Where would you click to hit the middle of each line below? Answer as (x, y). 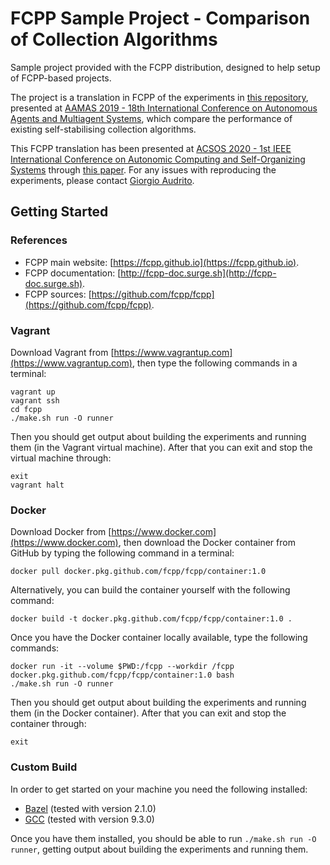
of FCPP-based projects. (61, 78)
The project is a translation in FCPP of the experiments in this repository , (159, 97)
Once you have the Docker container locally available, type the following (159, 638)
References (39, 240)
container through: (48, 724)
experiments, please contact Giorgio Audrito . (102, 180)
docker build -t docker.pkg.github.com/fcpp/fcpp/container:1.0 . (151, 619)
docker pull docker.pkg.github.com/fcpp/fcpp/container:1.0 (138, 572)
